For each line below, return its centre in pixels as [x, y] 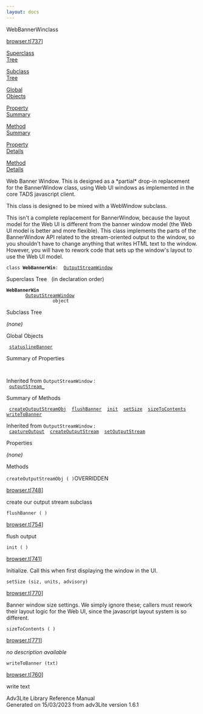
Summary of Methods [33, 398]
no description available [36, 652]
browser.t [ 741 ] [24, 559]
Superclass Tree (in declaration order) [55, 279]
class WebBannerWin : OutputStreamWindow [60, 268]
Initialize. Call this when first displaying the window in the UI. [82, 570]
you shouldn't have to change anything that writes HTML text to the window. [102, 243]
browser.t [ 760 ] [25, 674]
